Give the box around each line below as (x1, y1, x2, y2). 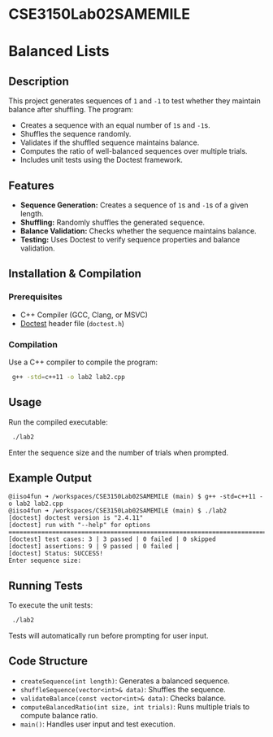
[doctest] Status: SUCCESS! (8, 550, 104, 558)
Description (8, 74, 69, 88)
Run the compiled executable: (8, 416, 108, 427)
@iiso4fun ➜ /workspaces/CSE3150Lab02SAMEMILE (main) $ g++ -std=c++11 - (8, 493, 264, 501)
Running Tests (8, 578, 83, 592)
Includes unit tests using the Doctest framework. (19, 155, 183, 165)
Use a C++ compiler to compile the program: (8, 357, 158, 367)
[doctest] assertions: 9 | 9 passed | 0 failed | (8, 543, 180, 551)
